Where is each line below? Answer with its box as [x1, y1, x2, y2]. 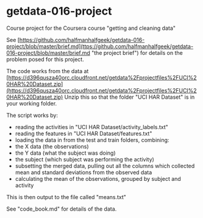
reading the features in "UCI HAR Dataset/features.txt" [15, 130, 152, 137]
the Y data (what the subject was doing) [15, 149, 116, 156]
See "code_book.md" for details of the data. [6, 205, 117, 213]
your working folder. [6, 99, 57, 107]
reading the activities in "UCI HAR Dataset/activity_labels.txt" [15, 123, 169, 130]
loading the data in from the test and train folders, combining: [15, 136, 169, 144]
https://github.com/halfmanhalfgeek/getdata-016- [19, 36, 145, 43]
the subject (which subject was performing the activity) [15, 155, 154, 163]
